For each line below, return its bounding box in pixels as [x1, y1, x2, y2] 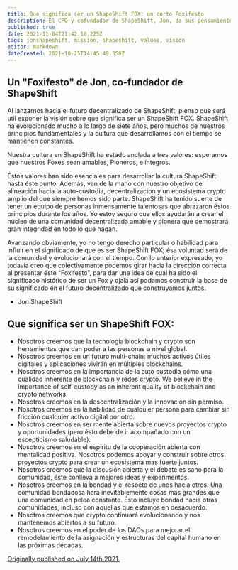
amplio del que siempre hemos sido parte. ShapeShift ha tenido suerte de [7, 194, 222, 203]
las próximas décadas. [17, 541, 84, 549]
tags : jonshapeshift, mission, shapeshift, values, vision [7, 37, 186, 44]
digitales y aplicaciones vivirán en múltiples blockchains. [17, 360, 183, 368]
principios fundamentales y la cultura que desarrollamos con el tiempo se [7, 129, 222, 137]
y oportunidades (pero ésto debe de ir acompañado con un [17, 427, 191, 436]
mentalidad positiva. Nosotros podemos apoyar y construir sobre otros [17, 450, 225, 458]
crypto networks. [17, 389, 68, 398]
